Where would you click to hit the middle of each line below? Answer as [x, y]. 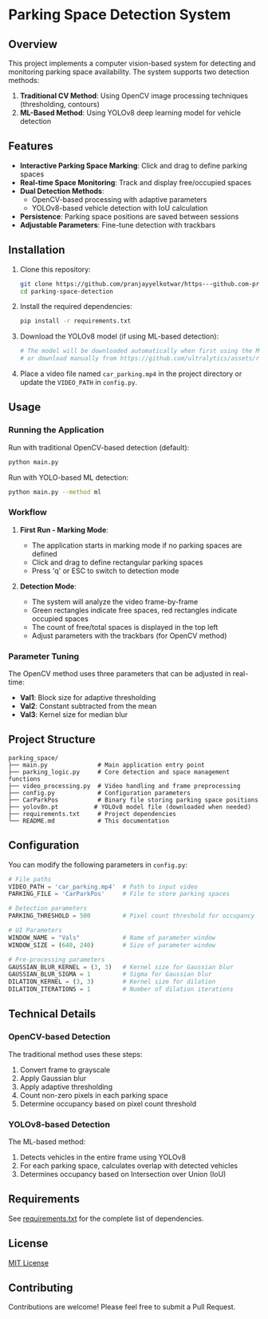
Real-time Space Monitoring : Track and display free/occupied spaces [135, 182]
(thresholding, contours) [59, 104]
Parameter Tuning [44, 656]
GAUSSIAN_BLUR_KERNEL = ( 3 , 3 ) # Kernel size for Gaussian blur [121, 967]
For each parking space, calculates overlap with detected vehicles [128, 1166]
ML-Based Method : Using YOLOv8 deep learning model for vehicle [130, 113]
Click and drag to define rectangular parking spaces [117, 562]
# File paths [30, 879]
